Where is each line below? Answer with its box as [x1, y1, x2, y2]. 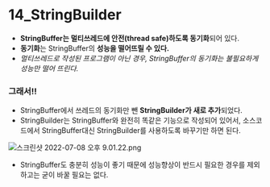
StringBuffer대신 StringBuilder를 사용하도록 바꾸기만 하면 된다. [41, 126, 242, 135]
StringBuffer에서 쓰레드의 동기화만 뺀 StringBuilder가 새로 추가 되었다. [19, 106, 243, 115]
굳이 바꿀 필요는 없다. [41, 170, 109, 180]
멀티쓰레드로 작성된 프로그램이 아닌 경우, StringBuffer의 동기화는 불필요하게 [19, 53, 259, 63]
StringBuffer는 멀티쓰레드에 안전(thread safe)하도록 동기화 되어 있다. [19, 33, 240, 43]
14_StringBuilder [8, 6, 123, 24]
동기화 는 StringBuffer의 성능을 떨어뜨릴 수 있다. [19, 43, 169, 53]
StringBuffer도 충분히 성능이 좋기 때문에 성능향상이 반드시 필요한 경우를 [19, 160, 246, 170]
